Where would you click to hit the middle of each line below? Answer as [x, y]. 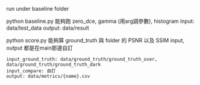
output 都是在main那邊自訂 [40, 48]
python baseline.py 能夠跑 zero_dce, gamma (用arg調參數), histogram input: [100, 21]
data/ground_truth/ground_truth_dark [54, 65]
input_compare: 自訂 [31, 71]
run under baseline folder [38, 9]
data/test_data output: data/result [48, 28]
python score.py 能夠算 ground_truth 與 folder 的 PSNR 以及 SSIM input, [95, 40]
